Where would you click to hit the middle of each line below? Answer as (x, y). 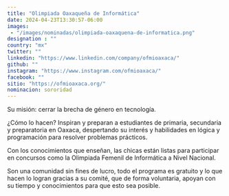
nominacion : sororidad (40, 90)
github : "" (23, 64)
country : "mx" (28, 45)
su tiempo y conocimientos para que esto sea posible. (84, 186)
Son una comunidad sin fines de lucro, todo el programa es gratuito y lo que (115, 171)
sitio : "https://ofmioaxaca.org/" (57, 84)
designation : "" (32, 39)
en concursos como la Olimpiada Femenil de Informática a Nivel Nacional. (112, 158)
